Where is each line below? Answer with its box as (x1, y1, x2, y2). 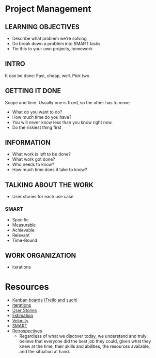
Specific (12, 217, 29, 222)
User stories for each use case (12, 194, 74, 200)
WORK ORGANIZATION (5, 251, 76, 260)
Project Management (5, 3, 91, 15)
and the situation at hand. (19, 349, 70, 355)
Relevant (12, 232, 30, 238)
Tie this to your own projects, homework (12, 46, 93, 51)
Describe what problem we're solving (12, 35, 87, 41)
